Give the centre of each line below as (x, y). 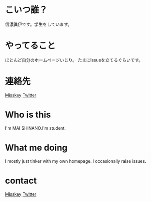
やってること (30, 46)
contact (21, 180)
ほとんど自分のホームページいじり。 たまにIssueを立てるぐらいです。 (74, 60)
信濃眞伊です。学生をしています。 (38, 24)
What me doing (36, 148)
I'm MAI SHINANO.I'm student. (36, 128)
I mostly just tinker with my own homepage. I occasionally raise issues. (75, 161)
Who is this (28, 115)
